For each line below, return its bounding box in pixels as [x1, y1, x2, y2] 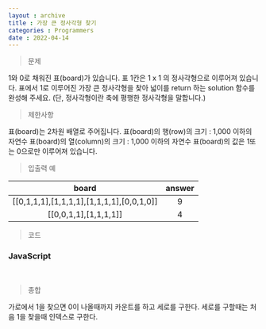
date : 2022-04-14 [8, 33, 69, 42]
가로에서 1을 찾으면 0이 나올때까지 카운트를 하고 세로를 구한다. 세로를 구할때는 [8, 302, 249, 312]
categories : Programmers [8, 26, 94, 34]
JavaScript [8, 251, 52, 262]
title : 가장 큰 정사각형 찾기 [8, 19, 97, 27]
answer [165, 183, 195, 194]
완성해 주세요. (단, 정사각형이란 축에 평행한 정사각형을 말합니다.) [8, 93, 206, 103]
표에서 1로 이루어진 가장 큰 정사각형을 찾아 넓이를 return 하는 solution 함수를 [18, 83, 256, 93]
